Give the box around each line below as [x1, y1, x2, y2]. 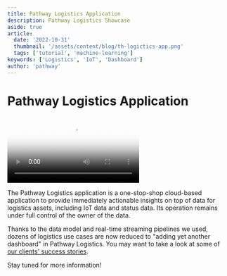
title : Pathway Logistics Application [7, 10, 121, 18]
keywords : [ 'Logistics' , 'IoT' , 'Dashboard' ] [7, 56, 143, 63]
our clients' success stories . [7, 247, 89, 256]
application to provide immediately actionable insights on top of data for [7, 196, 216, 204]
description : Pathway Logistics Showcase [7, 17, 131, 24]
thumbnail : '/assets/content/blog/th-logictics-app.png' [13, 43, 184, 50]
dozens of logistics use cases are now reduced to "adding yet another [7, 232, 211, 240]
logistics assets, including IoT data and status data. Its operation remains [7, 203, 218, 212]
